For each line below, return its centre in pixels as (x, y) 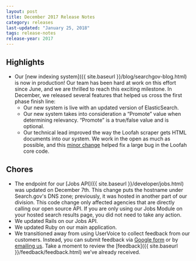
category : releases (30, 22)
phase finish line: (35, 101)
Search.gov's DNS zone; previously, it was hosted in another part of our (101, 196)
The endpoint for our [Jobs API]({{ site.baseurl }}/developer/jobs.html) (99, 183)
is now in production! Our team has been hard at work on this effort (95, 83)
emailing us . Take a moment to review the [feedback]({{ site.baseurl (96, 246)
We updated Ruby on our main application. (66, 227)
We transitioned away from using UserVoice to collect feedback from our (102, 233)
